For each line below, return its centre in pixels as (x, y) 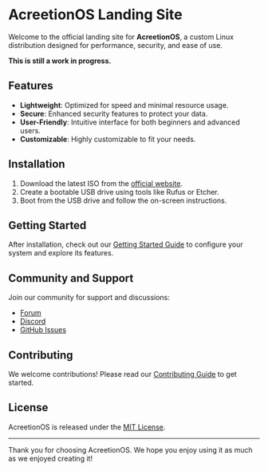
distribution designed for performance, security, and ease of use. (116, 45)
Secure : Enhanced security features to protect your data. (114, 113)
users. (30, 130)
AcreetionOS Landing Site (95, 15)
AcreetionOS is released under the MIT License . (87, 427)
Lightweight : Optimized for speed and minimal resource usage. (124, 105)
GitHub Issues (43, 330)
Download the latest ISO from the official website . (101, 183)
